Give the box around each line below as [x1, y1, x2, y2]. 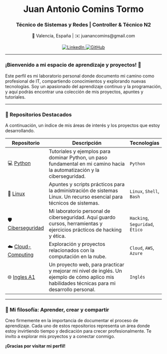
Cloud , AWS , [130, 244, 155, 251]
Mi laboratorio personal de [49, 208, 110, 215]
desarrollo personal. [49, 286, 96, 293]
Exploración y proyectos [49, 240, 105, 247]
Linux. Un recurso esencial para [49, 193, 123, 200]
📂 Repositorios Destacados [5, 111, 72, 118]
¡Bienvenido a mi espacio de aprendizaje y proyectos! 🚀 [5, 61, 142, 68]
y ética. [49, 233, 66, 239]
